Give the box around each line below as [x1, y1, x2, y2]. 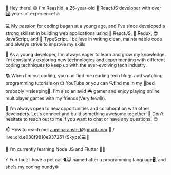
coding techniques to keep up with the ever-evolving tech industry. [5, 62, 147, 68]
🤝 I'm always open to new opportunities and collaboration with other [5, 106, 150, 111]
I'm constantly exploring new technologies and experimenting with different [5, 57, 165, 63]
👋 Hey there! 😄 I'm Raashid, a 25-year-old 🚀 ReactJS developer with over [5, 5, 161, 11]
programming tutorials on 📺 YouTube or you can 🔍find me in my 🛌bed [5, 80, 155, 86]
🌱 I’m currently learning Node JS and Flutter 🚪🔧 [5, 146, 105, 152]
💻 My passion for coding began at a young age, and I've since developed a [5, 23, 165, 29]
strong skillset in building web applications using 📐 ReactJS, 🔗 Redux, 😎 [5, 30, 158, 36]
